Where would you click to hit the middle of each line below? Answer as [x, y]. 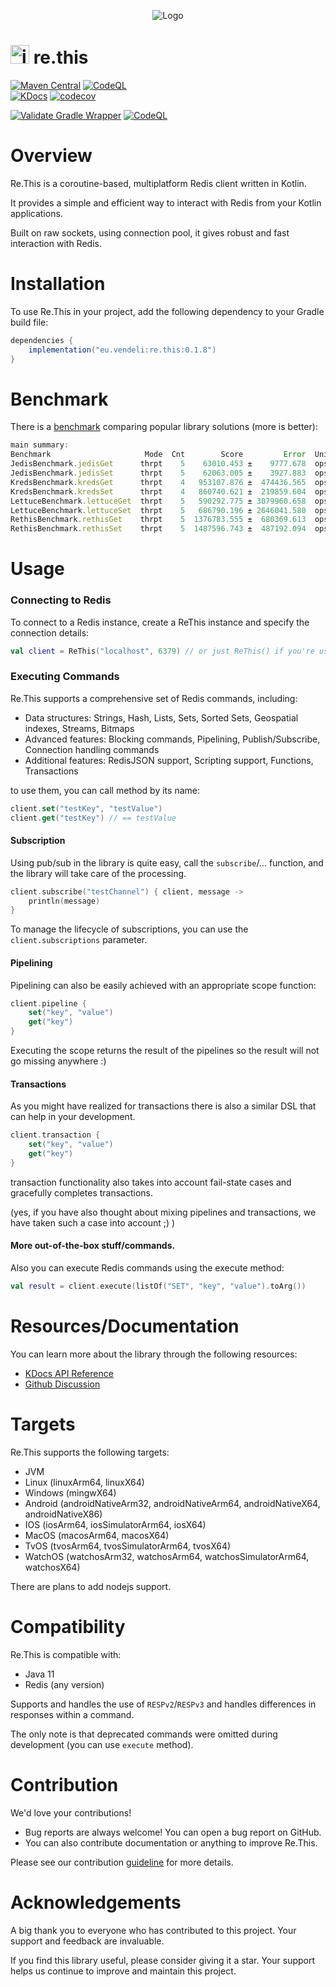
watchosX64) [52, 1567]
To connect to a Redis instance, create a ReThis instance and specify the [160, 622]
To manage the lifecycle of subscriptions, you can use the [129, 929]
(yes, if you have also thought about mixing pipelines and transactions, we [163, 1212]
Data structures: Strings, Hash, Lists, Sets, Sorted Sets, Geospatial [161, 717]
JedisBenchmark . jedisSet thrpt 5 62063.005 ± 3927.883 [158, 473]
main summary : [40, 445]
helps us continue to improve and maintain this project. [123, 1971]
